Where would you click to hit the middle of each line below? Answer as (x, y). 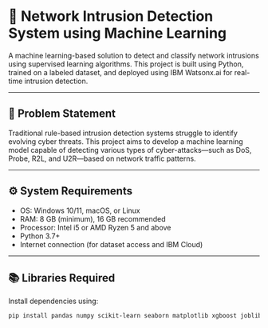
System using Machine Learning (118, 33)
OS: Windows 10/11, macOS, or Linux (80, 210)
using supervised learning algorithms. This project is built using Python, (126, 64)
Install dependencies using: (53, 301)
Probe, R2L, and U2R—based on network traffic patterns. (102, 158)
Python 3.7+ (40, 236)
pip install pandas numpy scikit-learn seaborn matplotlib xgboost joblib (135, 316)
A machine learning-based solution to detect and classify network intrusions (134, 55)
